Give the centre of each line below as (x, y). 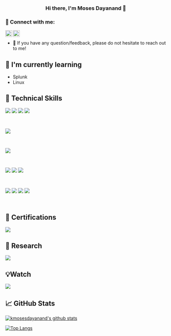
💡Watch (18, 274)
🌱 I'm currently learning (44, 64)
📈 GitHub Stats (30, 303)
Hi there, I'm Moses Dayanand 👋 (86, 8)
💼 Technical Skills (34, 99)
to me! (19, 49)
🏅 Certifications (31, 217)
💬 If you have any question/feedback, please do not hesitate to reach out (89, 43)
